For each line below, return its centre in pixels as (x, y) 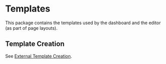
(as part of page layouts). (31, 28)
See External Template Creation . (38, 56)
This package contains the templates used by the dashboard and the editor (83, 23)
